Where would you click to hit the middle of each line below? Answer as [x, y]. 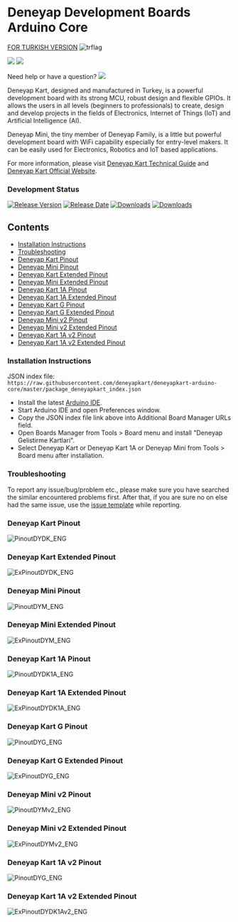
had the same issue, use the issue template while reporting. [94, 504]
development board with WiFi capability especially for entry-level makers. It [118, 142]
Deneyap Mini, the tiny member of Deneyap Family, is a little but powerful [114, 134]
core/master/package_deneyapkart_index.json [74, 390]
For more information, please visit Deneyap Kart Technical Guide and [108, 163]
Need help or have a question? [52, 76]
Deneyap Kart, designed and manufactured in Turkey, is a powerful [106, 90]
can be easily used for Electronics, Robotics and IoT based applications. [113, 149]
